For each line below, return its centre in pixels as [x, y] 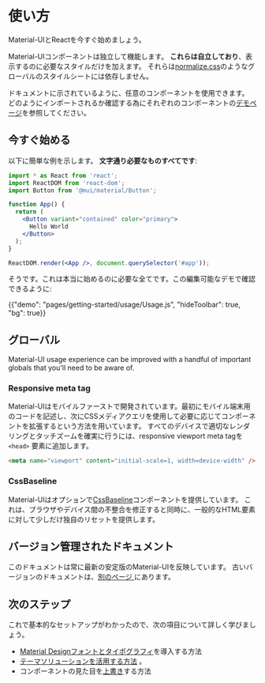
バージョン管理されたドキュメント [91, 547]
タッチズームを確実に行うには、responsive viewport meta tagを [139, 436]
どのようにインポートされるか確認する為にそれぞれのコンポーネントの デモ [129, 103]
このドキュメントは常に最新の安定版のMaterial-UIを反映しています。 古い [127, 567]
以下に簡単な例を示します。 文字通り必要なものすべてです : [103, 160]
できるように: [30, 289]
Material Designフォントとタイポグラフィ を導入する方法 [111, 651]
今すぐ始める [39, 140]
